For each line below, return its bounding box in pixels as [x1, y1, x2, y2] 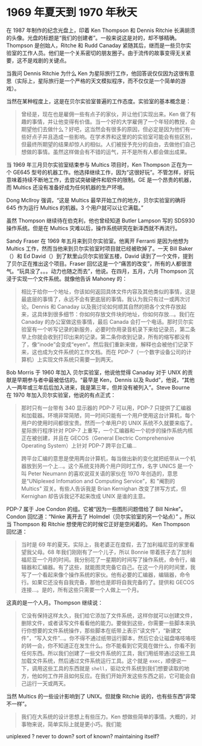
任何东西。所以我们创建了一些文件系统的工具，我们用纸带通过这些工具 [21, 649, 196, 657]
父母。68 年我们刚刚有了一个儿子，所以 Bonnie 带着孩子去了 [31, 548, 182, 556]
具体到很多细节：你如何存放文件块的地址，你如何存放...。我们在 [37, 310, 195, 318]
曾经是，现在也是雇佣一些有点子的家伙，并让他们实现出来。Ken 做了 [21, 110, 191, 118]
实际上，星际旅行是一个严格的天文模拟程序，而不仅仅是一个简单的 [16, 77, 181, 85]
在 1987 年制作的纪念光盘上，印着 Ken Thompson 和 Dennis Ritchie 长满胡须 [6, 27, 195, 34]
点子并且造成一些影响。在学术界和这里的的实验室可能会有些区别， [31, 133, 196, 140]
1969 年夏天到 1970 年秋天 [6, 5, 137, 19]
